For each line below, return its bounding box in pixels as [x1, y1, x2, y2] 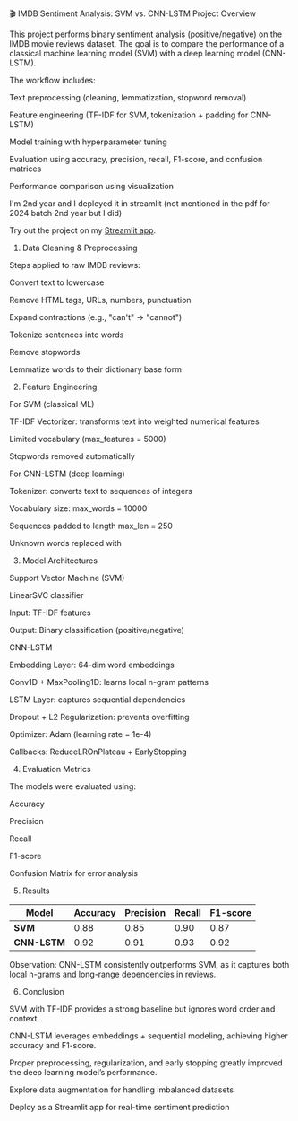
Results [21, 885, 50, 896]
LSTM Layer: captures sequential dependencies [9, 694, 186, 705]
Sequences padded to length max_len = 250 [9, 520, 173, 531]
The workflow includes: [9, 75, 96, 85]
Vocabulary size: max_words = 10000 [9, 503, 148, 514]
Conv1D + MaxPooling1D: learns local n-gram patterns [9, 677, 209, 687]
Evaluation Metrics [21, 764, 91, 774]
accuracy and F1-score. [9, 1040, 97, 1050]
